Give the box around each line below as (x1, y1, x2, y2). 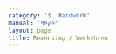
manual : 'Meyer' (8, 19, 62, 27)
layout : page (8, 26, 52, 34)
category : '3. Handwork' (8, 11, 91, 20)
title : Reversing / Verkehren (8, 33, 109, 42)
